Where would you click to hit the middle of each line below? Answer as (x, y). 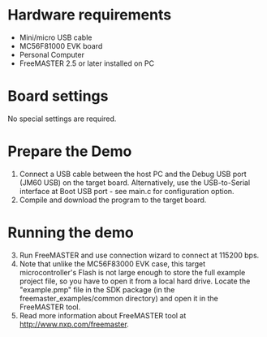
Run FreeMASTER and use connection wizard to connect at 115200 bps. (139, 255)
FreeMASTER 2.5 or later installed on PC (87, 63)
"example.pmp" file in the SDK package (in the (97, 289)
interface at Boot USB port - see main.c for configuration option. (127, 191)
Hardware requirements (90, 15)
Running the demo (71, 232)
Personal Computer (52, 54)
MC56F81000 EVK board (61, 45)
